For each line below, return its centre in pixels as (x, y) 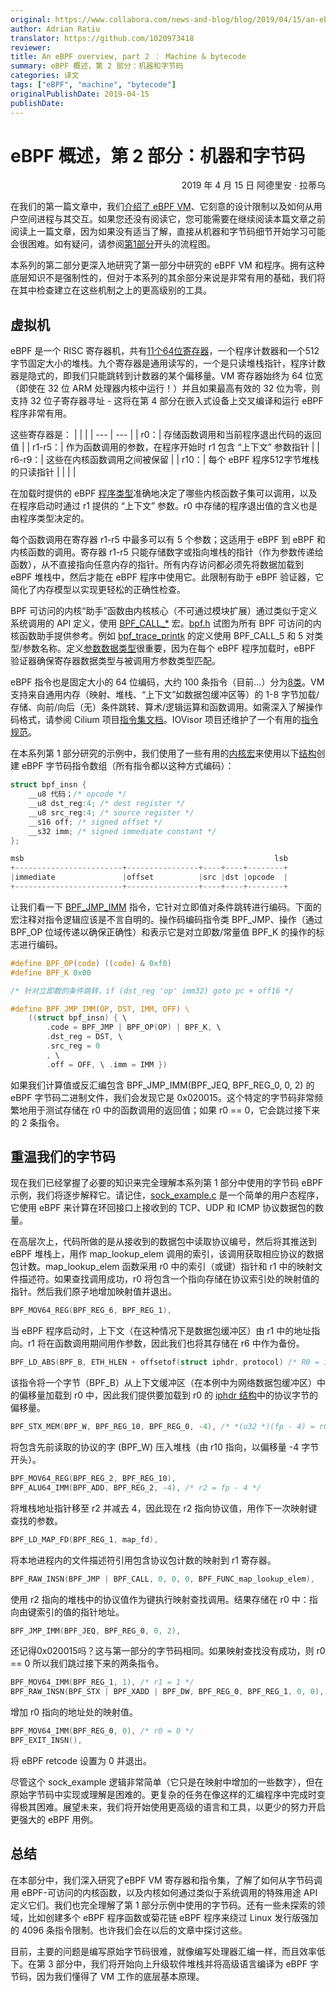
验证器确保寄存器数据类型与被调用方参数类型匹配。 (115, 661)
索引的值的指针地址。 (80, 1612)
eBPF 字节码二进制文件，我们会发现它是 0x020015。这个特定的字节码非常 (162, 1097)
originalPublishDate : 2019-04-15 (80, 94)
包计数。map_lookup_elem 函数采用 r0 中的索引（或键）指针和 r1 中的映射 (162, 1267)
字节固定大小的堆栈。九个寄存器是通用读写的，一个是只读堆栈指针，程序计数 (168, 363)
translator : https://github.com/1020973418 (102, 38)
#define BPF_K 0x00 (51, 972)
